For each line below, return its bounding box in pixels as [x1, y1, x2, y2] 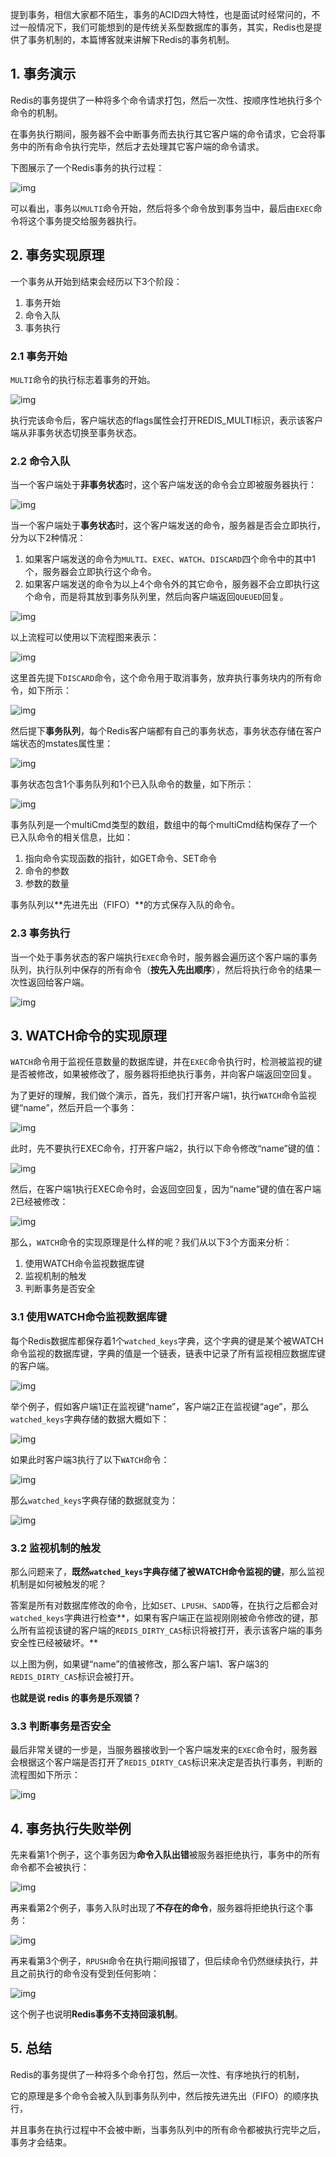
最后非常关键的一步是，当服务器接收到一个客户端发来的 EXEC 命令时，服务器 [10, 1744, 318, 1756]
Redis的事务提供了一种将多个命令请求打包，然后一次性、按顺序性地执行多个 [10, 94, 323, 106]
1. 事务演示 [10, 66, 77, 83]
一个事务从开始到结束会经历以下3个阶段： [10, 275, 183, 287]
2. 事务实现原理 [10, 247, 105, 264]
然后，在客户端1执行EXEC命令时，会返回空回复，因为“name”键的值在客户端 [10, 1183, 322, 1195]
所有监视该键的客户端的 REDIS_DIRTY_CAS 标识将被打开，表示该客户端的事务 [18, 1624, 323, 1636]
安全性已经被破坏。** [10, 1636, 99, 1648]
